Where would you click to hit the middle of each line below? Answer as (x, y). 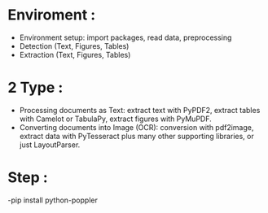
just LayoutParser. (50, 145)
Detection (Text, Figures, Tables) (74, 46)
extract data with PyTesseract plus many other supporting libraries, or (136, 136)
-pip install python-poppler (53, 200)
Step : (28, 178)
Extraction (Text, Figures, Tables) (75, 54)
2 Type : (35, 88)
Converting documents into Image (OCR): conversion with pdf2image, (136, 127)
